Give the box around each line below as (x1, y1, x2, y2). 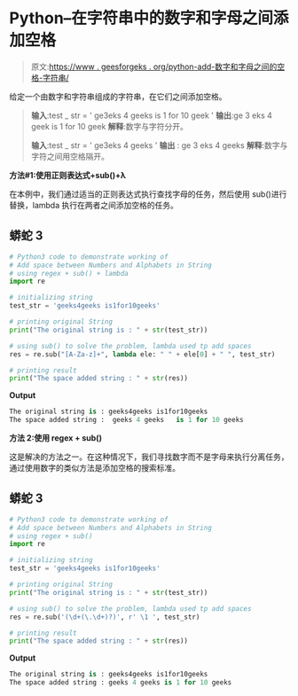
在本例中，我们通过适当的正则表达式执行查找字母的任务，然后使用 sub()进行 (9, 188, 287, 199)
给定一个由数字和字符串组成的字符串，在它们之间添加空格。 (9, 90, 227, 102)
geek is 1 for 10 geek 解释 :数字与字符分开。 (30, 121, 189, 131)
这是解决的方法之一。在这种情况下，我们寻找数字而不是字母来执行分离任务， (9, 451, 289, 462)
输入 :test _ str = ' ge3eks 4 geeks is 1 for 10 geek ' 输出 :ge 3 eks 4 (30, 110, 273, 121)
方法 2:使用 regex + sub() (9, 433, 102, 443)
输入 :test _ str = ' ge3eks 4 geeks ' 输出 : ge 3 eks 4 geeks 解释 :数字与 (30, 139, 288, 151)
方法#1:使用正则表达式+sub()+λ (9, 169, 127, 180)
